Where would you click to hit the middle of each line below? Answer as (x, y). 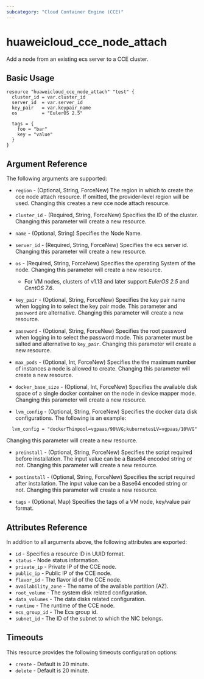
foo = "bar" (32, 129)
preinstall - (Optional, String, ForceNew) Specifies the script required (104, 452)
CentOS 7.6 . (39, 288)
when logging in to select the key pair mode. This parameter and (96, 306)
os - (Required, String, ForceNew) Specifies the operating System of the (105, 263)
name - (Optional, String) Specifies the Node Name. (78, 233)
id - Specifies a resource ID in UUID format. (70, 554)
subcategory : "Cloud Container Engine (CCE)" (65, 12)
